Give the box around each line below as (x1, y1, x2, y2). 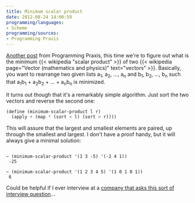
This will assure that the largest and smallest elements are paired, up (6, 124, 172, 132)
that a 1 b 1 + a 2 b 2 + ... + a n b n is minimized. (6, 78, 106, 87)
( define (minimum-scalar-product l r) (6, 109, 101, 114)
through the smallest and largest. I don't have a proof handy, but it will (6, 131, 176, 138)
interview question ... (6, 191, 56, 198)
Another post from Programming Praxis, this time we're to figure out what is (6, 52, 189, 59)
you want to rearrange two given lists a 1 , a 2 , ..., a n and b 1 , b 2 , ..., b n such (6, 71, 181, 79)
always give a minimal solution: (6, 137, 81, 144)
